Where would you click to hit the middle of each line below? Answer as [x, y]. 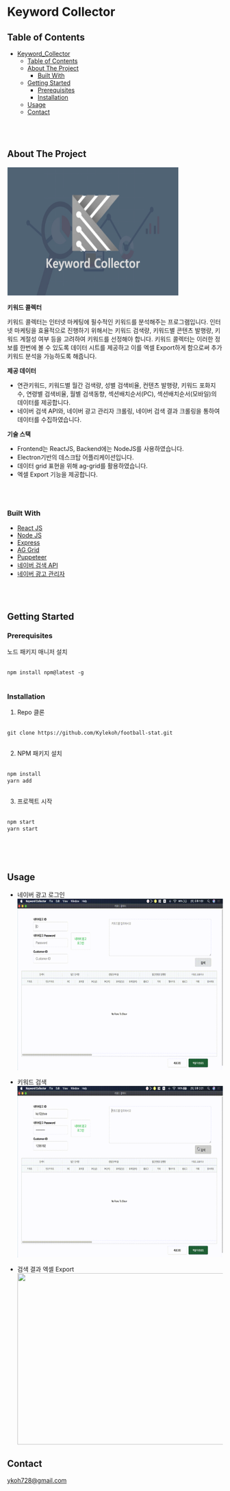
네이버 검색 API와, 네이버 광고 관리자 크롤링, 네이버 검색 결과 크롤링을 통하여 [118, 411]
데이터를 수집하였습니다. [49, 420]
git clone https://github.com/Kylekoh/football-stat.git [90, 733]
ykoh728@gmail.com [37, 1480]
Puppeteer [32, 557]
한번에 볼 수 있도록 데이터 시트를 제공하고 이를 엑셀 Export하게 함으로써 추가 [121, 348]
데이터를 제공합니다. [43, 402]
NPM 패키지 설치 [40, 753]
